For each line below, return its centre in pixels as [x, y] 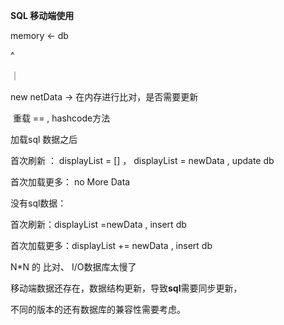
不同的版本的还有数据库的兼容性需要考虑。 [98, 309]
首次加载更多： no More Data [70, 182]
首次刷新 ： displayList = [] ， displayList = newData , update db [142, 160]
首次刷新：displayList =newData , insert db [98, 224]
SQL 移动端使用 [42, 15]
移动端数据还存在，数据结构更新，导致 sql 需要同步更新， [126, 288]
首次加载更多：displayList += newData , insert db [111, 245]
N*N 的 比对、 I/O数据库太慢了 [73, 267]
